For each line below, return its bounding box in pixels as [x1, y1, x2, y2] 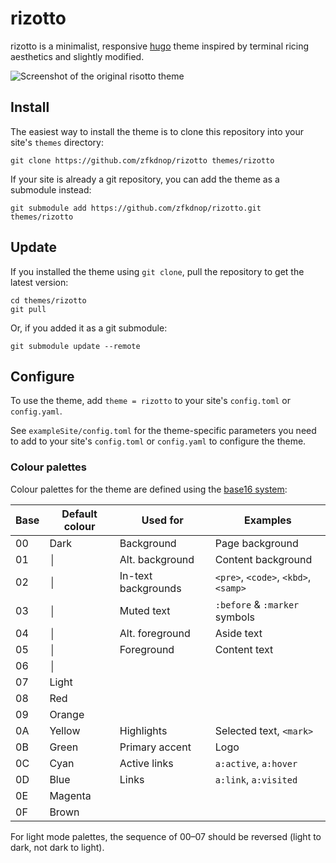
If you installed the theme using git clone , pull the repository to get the [10, 265, 305, 277]
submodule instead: [10, 183, 92, 196]
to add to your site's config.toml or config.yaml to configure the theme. [10, 435, 307, 447]
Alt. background [119, 552, 195, 566]
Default [61, 507, 98, 521]
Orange [49, 707, 85, 721]
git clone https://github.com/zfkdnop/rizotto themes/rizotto [10, 155, 275, 166]
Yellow [49, 723, 81, 737]
